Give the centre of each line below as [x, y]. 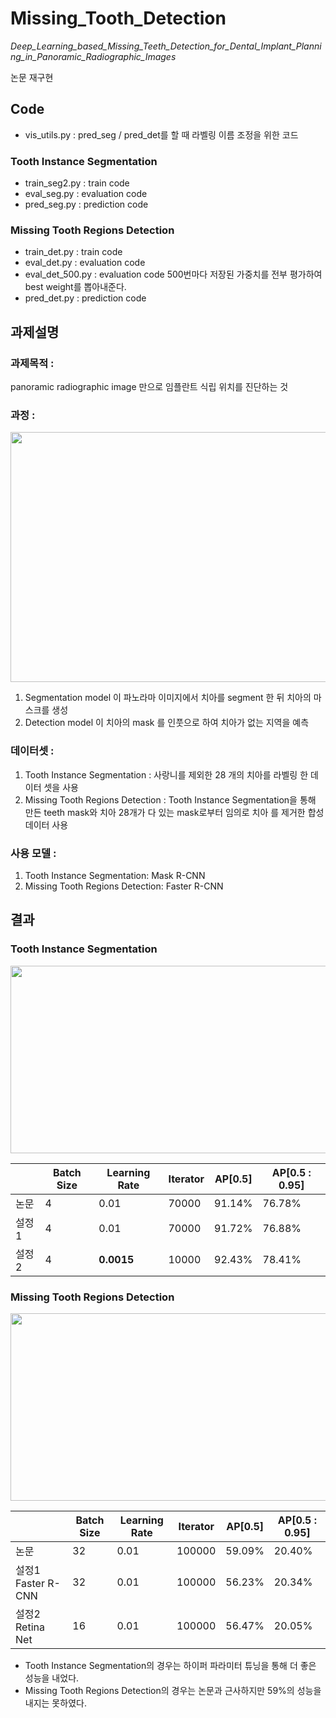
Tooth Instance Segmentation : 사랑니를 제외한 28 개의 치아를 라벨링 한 [166, 774]
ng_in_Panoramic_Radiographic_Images [93, 56]
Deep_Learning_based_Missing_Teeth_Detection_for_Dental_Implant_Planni [166, 46]
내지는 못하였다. [55, 1703]
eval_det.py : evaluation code [85, 263]
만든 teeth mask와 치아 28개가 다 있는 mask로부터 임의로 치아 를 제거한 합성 [174, 812]
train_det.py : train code [73, 252]
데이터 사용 [46, 824]
